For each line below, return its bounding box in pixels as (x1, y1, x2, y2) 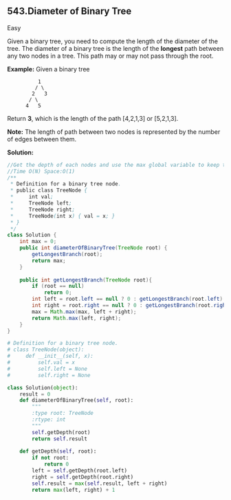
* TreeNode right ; (10, 206, 76, 213)
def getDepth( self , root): (19, 448, 97, 455)
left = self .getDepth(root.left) (32, 467, 128, 475)
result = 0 (19, 391, 51, 398)
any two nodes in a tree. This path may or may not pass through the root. (7, 52, 214, 60)
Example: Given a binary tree (7, 65, 91, 73)
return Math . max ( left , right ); (32, 315, 122, 321)
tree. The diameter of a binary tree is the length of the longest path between (7, 44, 224, 52)
